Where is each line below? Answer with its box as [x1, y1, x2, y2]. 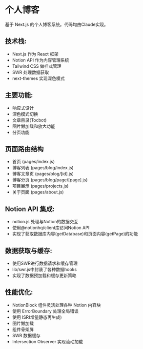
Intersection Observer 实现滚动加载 [12, 338, 83, 344]
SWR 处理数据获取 [12, 69, 49, 75]
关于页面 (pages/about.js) [12, 189, 64, 195]
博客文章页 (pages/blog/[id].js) [12, 171, 74, 177]
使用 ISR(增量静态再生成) [12, 314, 62, 320]
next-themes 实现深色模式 [12, 75, 65, 81]
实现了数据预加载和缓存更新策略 [12, 272, 77, 278]
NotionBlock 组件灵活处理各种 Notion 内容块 [12, 302, 101, 308]
